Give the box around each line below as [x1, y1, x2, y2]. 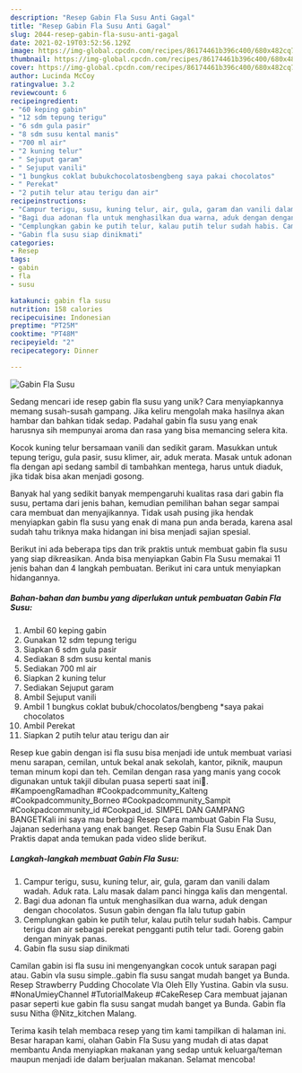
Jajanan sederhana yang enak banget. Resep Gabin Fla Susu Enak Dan [10, 823, 272, 834]
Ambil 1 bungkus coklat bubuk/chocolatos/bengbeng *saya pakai [22, 701, 263, 711]
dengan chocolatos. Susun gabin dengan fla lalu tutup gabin [22, 904, 246, 915]
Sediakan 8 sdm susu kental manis [22, 653, 151, 664]
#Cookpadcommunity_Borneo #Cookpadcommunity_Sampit [10, 795, 231, 806]
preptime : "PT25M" [10, 321, 79, 330]
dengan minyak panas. [22, 933, 108, 944]
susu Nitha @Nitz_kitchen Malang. [10, 1008, 137, 1018]
